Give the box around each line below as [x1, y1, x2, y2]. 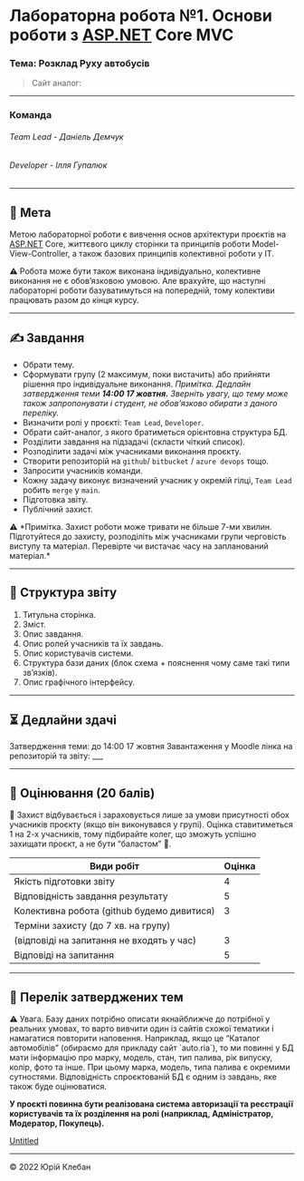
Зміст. [22, 619, 47, 630]
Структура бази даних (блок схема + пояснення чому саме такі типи [22, 657, 290, 668]
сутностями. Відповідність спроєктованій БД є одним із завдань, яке [9, 1071, 278, 1082]
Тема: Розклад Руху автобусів [9, 57, 150, 70]
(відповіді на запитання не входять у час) [14, 934, 197, 947]
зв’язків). [22, 667, 58, 678]
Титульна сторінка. [22, 609, 97, 620]
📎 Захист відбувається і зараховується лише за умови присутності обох [9, 809, 290, 821]
